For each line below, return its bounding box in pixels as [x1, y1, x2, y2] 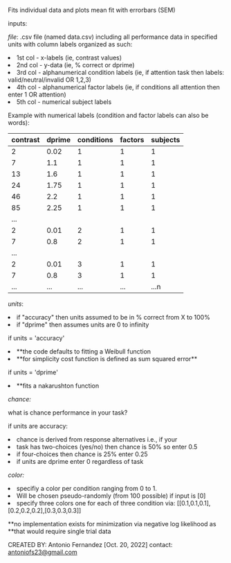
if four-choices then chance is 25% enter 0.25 [17, 450, 148, 458]
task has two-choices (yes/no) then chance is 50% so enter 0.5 [17, 443, 198, 451]
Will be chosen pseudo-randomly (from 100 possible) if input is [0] [17, 492, 206, 500]
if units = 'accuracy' [8, 334, 65, 342]
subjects [150, 135, 181, 144]
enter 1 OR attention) [8, 90, 66, 98]
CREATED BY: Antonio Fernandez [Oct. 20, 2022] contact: [8, 541, 173, 548]
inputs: [8, 19, 28, 27]
